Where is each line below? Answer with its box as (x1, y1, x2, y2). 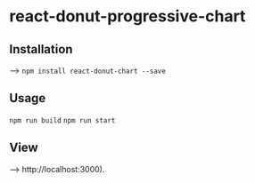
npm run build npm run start (9, 115, 116, 125)
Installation (9, 42, 73, 57)
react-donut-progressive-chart (9, 6, 246, 27)
